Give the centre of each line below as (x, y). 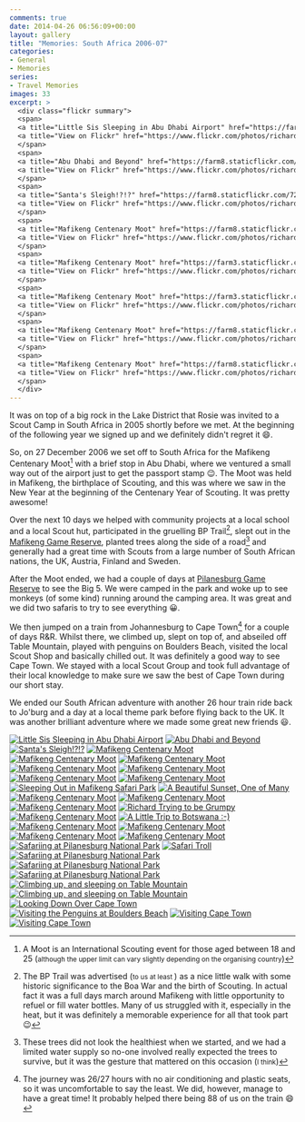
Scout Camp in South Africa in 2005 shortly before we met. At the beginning (152, 425)
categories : (32, 52)
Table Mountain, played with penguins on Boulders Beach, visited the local (149, 646)
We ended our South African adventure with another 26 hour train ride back (151, 702)
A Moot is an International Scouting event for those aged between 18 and (159, 948)
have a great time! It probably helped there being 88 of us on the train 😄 (158, 1098)
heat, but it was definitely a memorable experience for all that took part (155, 1015)
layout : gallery (40, 35)
